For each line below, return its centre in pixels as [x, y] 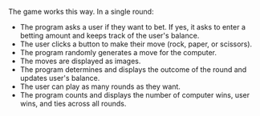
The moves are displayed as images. [80, 61]
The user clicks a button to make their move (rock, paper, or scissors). [136, 44]
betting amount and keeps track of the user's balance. [110, 36]
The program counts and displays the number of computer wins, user [135, 95]
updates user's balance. [60, 78]
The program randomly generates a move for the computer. [118, 52]
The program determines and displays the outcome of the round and [133, 70]
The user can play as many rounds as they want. [100, 86]
